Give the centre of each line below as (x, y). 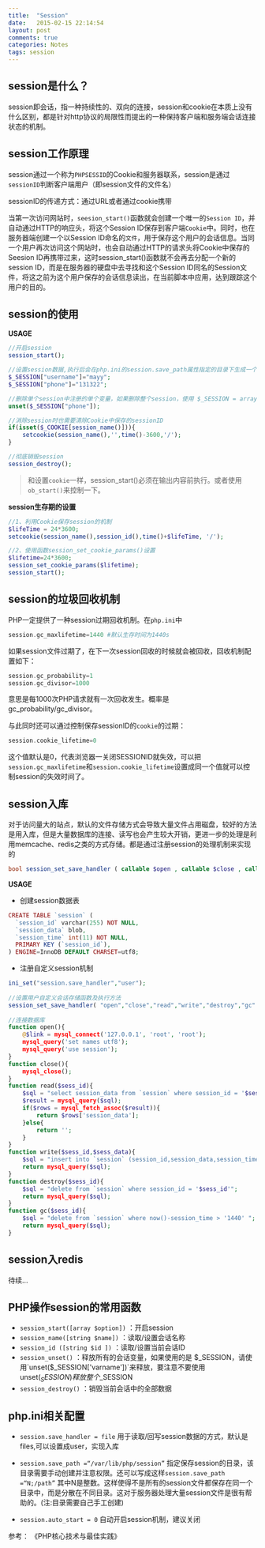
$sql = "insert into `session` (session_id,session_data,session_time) (142, 1160)
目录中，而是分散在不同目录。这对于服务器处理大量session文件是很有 (132, 1493)
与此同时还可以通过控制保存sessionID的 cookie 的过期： (97, 726)
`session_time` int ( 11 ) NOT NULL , (72, 937)
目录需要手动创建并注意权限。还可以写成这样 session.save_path (122, 1473)
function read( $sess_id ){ (50, 1086)
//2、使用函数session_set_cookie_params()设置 (82, 551)
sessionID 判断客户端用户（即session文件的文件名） (92, 184)
